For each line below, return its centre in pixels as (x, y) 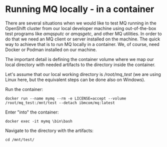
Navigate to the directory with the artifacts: (49, 130)
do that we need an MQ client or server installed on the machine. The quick (83, 39)
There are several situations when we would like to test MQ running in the (81, 23)
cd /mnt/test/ (20, 139)
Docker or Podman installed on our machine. (51, 49)
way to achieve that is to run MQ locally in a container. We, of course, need (82, 44)
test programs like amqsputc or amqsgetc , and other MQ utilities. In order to (83, 33)
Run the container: (24, 89)
